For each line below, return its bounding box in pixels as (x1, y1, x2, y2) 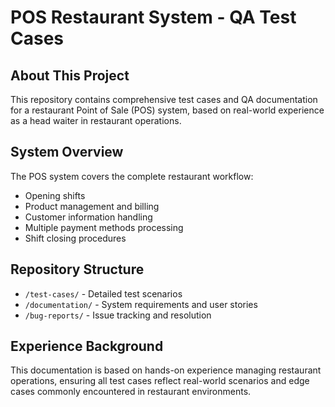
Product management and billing (24, 200, 160, 212)
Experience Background (10, 338, 164, 355)
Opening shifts (24, 189, 86, 201)
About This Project (10, 67, 130, 84)
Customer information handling (24, 211, 153, 223)
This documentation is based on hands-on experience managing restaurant (10, 364, 322, 376)
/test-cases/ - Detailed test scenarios (24, 287, 183, 300)
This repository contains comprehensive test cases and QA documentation (10, 94, 318, 105)
